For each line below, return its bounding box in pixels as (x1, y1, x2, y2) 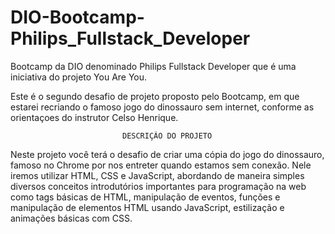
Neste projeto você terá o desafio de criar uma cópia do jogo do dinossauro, (10, 148, 325, 160)
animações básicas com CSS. (10, 212, 133, 224)
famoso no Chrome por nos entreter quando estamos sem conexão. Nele (10, 159, 312, 171)
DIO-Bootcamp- (10, 6, 145, 29)
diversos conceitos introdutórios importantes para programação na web (10, 180, 307, 192)
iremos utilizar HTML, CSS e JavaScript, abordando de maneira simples (10, 169, 305, 181)
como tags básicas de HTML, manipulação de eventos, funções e (10, 191, 281, 203)
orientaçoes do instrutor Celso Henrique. (10, 111, 179, 123)
